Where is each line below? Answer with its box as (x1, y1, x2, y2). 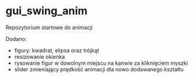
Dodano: (5, 35, 27, 42)
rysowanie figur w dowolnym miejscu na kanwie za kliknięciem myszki (14, 59, 188, 67)
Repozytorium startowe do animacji (5, 24, 93, 31)
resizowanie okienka (14, 53, 65, 60)
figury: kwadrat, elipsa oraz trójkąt (14, 46, 99, 54)
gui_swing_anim (5, 4, 88, 18)
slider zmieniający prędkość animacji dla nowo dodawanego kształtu (14, 65, 184, 72)
